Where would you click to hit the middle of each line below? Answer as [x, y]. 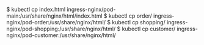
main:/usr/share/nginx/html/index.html [54, 16]
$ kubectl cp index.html [36, 9]
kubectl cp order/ [131, 16]
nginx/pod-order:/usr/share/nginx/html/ [56, 22]
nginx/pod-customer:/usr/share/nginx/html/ [61, 35]
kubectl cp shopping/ [139, 22]
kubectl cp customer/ [149, 29]
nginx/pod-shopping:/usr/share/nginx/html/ [61, 29]
